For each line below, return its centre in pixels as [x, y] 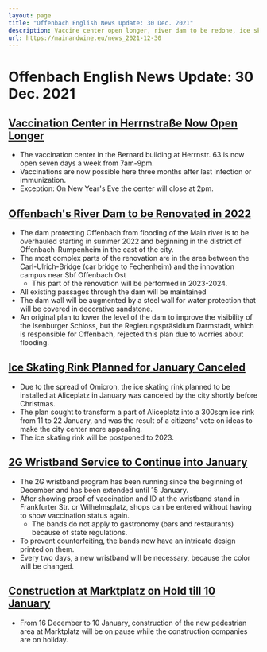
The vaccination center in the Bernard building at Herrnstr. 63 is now [132, 155]
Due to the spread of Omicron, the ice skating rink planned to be [125, 386]
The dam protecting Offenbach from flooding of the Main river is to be [134, 233]
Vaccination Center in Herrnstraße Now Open [123, 123]
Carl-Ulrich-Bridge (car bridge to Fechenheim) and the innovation [127, 266]
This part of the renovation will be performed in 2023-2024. [130, 284]
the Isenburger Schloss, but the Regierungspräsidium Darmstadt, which [137, 326]
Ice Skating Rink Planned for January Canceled [127, 368]
